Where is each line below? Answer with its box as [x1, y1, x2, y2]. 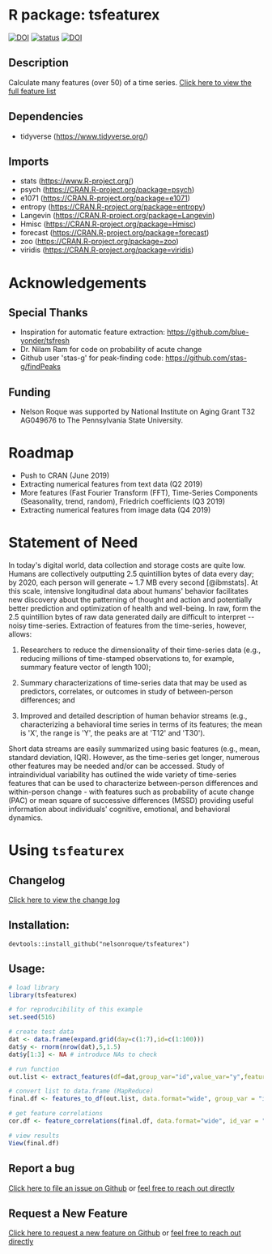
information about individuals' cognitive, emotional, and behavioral [8, 805, 231, 814]
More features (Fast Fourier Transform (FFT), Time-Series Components [19, 488, 258, 498]
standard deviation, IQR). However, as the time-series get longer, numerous [8, 753, 260, 762]
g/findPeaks [19, 362, 61, 371]
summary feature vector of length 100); [19, 663, 151, 672]
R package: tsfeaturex [8, 6, 160, 24]
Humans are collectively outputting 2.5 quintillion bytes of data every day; [8, 569, 255, 579]
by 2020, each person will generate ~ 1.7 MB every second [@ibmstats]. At [8, 578, 258, 587]
